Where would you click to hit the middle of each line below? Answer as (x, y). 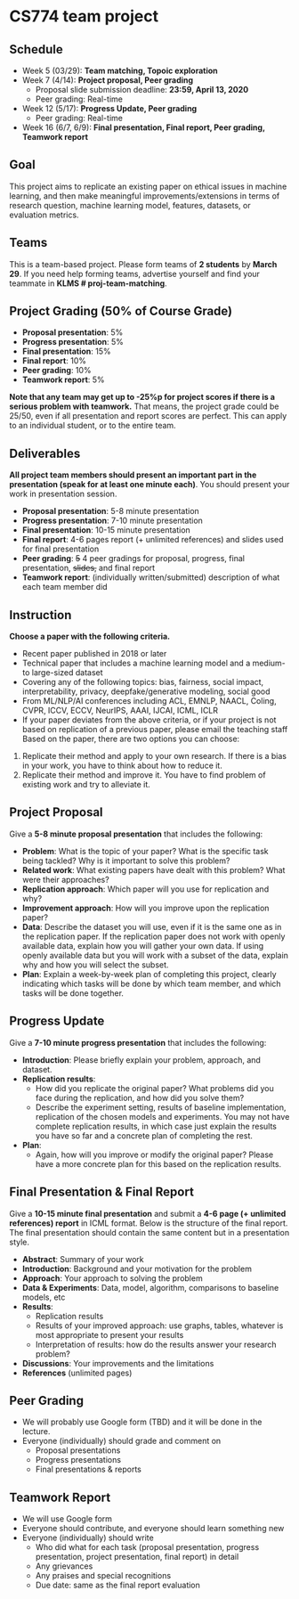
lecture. (36, 1432)
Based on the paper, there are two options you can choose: (131, 739)
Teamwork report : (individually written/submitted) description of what (151, 577)
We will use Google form (67, 1519)
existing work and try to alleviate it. (86, 785)
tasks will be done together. (73, 993)
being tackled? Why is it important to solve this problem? (126, 861)
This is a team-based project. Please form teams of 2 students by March (143, 264)
